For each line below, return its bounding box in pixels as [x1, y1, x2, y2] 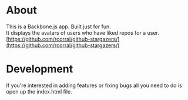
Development [6, 62, 73, 76]
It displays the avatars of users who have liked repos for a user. [6, 29, 160, 36]
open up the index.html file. [6, 88, 72, 95]
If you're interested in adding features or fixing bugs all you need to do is [6, 82, 182, 89]
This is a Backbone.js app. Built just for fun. [6, 23, 112, 30]
